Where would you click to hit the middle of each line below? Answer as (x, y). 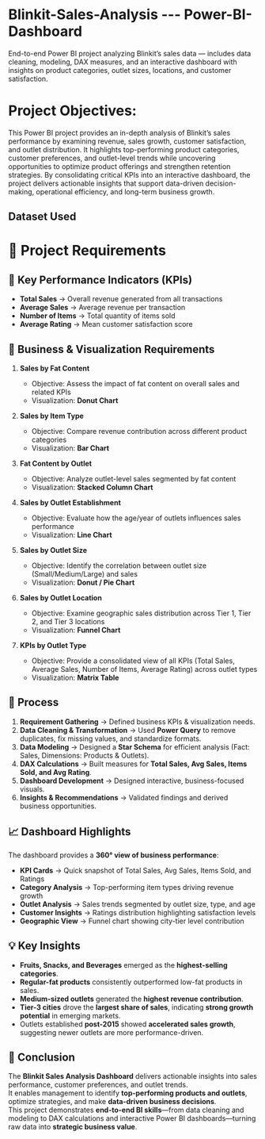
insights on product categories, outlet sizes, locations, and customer (120, 70)
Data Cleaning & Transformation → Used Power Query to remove (127, 730)
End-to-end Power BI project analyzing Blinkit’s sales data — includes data (130, 53)
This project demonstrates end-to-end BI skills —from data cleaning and (126, 1110)
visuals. (32, 789)
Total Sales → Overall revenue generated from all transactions (121, 299)
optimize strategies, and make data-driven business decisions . (112, 1102)
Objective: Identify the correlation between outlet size (119, 566)
